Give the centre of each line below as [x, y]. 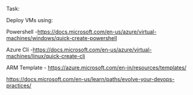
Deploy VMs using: [29, 20]
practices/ [19, 85]
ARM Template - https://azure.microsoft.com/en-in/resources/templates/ [96, 68]
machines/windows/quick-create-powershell [62, 38]
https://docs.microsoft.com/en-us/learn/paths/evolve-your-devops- [90, 79]
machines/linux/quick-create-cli [46, 56]
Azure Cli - [20, 50]
